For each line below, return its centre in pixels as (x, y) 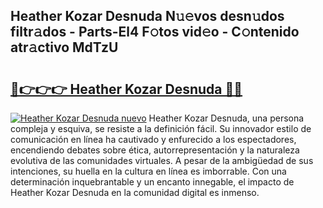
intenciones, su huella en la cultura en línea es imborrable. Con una (148, 171)
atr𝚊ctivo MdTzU (64, 47)
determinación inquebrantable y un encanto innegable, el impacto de (152, 182)
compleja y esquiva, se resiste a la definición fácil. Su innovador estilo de (161, 128)
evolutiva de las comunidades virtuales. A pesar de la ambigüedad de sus (162, 160)
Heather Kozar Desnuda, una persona (226, 118)
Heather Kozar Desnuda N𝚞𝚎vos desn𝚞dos (147, 16)
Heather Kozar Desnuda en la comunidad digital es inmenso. (135, 192)
